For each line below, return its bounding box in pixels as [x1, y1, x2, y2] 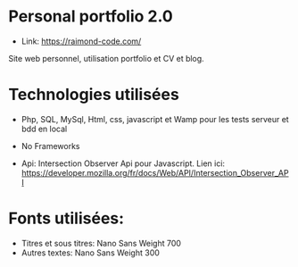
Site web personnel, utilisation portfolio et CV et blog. [8, 53, 204, 63]
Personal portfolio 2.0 [8, 6, 173, 27]
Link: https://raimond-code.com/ [21, 36, 142, 46]
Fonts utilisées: [8, 208, 125, 229]
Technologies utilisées [8, 85, 179, 104]
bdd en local [21, 123, 68, 134]
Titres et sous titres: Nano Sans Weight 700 [21, 238, 182, 248]
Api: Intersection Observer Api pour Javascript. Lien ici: [21, 158, 225, 169]
